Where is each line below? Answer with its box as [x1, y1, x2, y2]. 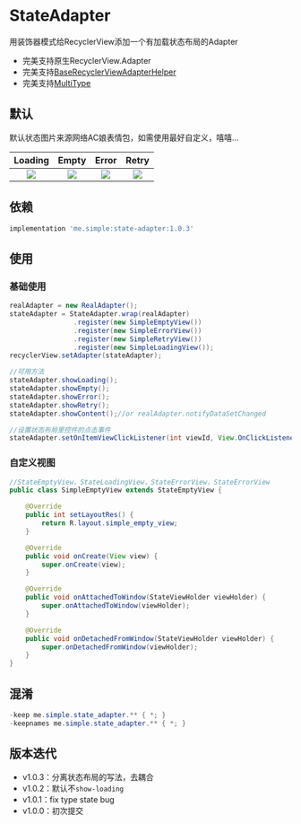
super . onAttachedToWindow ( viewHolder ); [41, 601, 191, 610]
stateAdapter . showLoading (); [9, 376, 118, 385]
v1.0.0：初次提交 [21, 805, 84, 816]
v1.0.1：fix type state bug [21, 793, 115, 804]
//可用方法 [9, 367, 45, 377]
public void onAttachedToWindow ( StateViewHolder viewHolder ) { [25, 593, 267, 602]
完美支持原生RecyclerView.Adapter [21, 55, 151, 66]
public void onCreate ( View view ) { [25, 551, 159, 561]
